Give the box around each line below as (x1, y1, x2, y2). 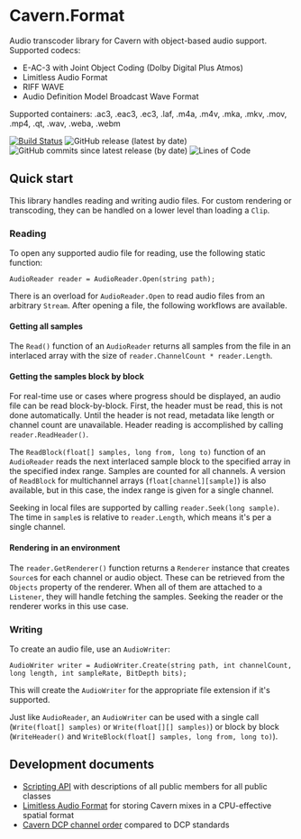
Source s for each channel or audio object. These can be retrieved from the (9, 571, 286, 582)
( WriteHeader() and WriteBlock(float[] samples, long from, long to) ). (9, 731, 278, 742)
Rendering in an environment (9, 543, 121, 553)
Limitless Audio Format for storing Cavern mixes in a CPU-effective (22, 799, 272, 811)
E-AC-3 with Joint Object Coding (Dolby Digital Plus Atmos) (22, 62, 243, 73)
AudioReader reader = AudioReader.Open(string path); (9, 275, 216, 284)
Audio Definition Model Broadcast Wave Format (22, 91, 200, 102)
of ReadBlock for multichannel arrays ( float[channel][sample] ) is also (9, 475, 267, 487)
